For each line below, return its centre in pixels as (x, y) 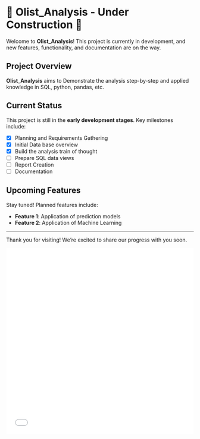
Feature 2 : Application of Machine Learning (68, 222)
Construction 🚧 (44, 25)
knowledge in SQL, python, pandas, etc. (55, 87)
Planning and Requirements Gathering (61, 138)
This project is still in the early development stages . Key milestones (90, 120)
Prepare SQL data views (44, 158)
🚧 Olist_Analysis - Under (68, 12)
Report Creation (34, 164)
